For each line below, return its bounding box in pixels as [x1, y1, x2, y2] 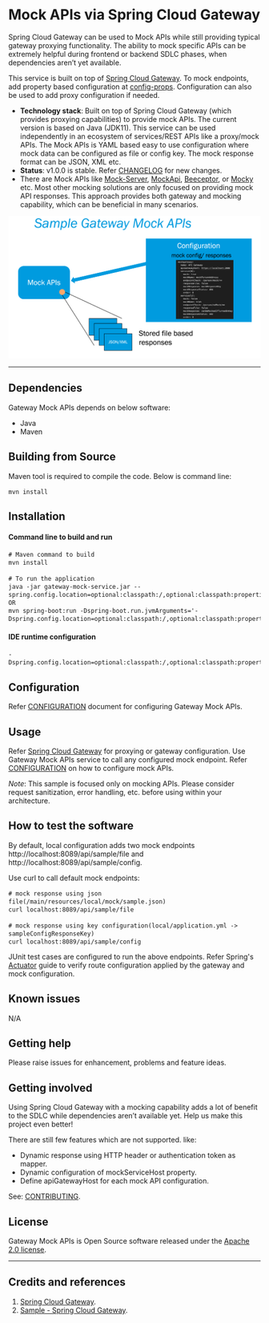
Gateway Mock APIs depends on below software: [8, 403, 171, 412]
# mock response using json [8, 889, 102, 898]
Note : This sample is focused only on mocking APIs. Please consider [8, 778, 235, 788]
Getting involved [8, 1081, 93, 1094]
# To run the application [8, 575, 94, 583]
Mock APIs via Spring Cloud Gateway [8, 6, 261, 24]
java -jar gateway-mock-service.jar [8, 583, 130, 591]
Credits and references [8, 1276, 126, 1289]
